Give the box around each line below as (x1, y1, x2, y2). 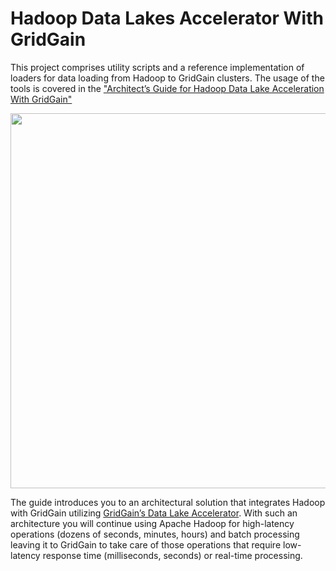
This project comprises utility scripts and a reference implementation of (10, 61, 305, 73)
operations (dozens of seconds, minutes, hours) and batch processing (10, 528, 300, 540)
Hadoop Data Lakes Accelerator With (10, 7, 324, 30)
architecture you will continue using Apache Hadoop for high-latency (10, 517, 295, 529)
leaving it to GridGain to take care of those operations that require (10, 538, 282, 551)
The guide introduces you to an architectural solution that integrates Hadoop (10, 496, 326, 508)
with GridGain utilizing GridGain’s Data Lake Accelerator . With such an (10, 507, 298, 519)
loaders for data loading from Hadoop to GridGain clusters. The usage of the (10, 72, 325, 84)
